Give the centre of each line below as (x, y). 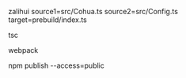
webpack (23, 50)
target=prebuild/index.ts (47, 20)
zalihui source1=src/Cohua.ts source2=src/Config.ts (93, 11)
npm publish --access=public (56, 65)
